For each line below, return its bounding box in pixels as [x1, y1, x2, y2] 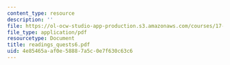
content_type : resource [7, 9, 75, 17]
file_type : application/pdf [7, 28, 88, 36]
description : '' [7, 16, 53, 23]
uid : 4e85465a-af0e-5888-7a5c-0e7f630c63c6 [7, 48, 133, 55]
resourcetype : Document [7, 35, 75, 42]
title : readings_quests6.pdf [7, 41, 90, 48]
